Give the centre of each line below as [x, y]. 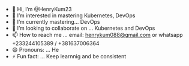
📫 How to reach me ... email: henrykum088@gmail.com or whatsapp [97, 35]
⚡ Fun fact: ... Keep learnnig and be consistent [69, 56]
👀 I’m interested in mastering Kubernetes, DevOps [73, 15]
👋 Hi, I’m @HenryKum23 [42, 9]
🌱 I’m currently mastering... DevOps [56, 22]
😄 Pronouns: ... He [35, 50]
